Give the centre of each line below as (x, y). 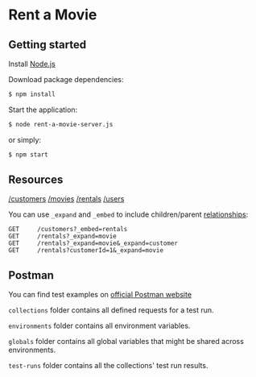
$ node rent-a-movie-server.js (61, 124)
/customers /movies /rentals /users (66, 199)
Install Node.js (32, 64)
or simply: (25, 139)
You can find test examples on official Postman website (100, 295)
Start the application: (43, 110)
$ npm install (32, 94)
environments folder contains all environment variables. (99, 326)
